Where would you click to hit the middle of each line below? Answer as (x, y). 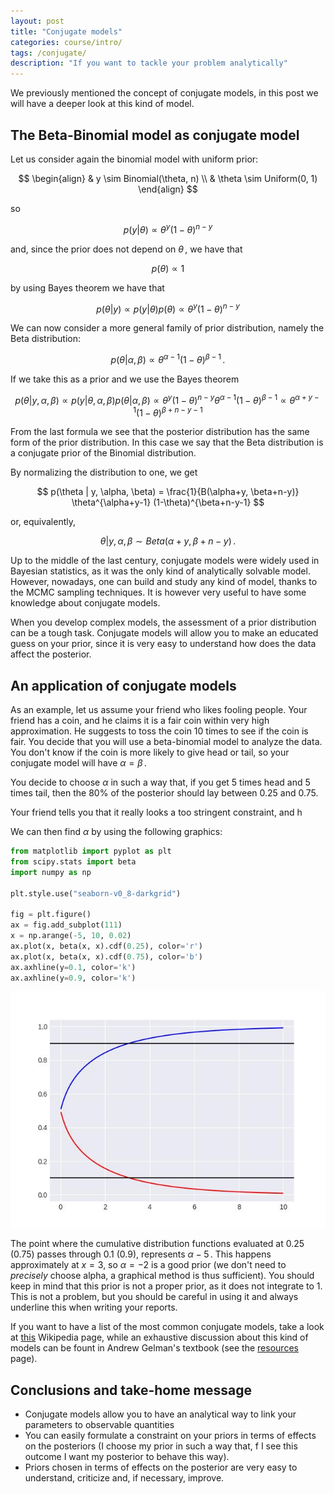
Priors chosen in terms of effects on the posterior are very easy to (161, 1467)
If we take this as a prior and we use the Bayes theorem (125, 379)
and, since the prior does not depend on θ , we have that (126, 249)
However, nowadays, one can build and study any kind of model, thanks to (164, 582)
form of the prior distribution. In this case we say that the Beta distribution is (167, 442)
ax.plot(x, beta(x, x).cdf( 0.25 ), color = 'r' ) (106, 946)
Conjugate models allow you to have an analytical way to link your (160, 1414)
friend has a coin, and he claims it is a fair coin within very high (140, 721)
